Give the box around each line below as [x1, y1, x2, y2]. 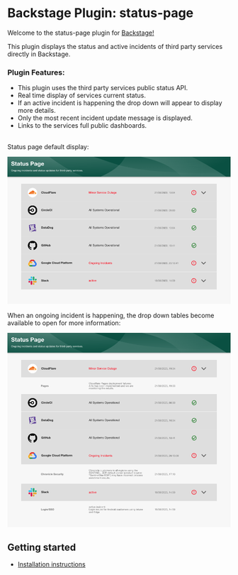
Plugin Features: [7, 67, 65, 77]
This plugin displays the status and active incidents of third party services [7, 42, 223, 50]
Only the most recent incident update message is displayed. [17, 114, 193, 122]
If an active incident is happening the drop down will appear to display [17, 99, 222, 107]
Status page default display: [7, 143, 89, 151]
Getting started [7, 541, 76, 553]
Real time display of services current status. [17, 91, 147, 100]
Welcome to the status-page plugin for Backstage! [7, 28, 154, 37]
